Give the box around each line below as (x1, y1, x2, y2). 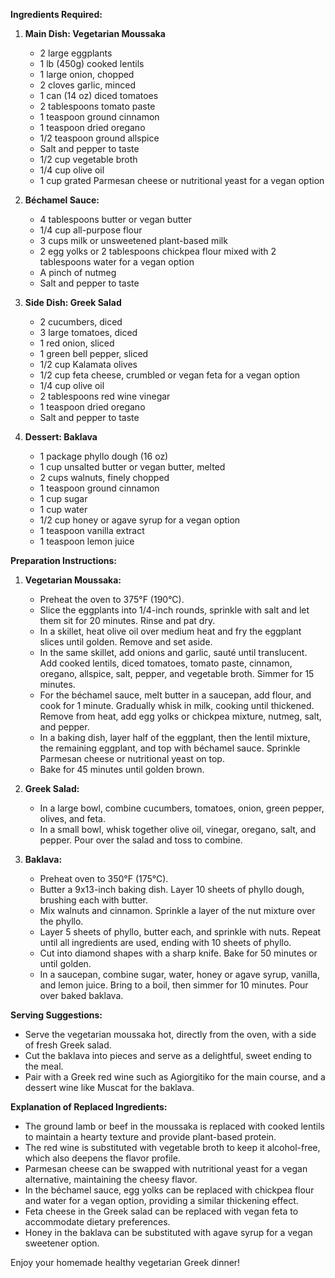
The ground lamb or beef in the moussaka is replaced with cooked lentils (24, 1120, 326, 1132)
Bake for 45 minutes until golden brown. (39, 764, 205, 775)
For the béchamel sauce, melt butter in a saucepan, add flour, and (39, 689, 312, 701)
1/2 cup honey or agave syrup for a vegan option (39, 514, 241, 526)
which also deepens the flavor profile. (24, 1152, 181, 1164)
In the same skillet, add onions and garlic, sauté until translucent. (39, 647, 308, 658)
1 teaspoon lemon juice (39, 535, 135, 547)
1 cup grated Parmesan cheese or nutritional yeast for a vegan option (39, 175, 325, 186)
